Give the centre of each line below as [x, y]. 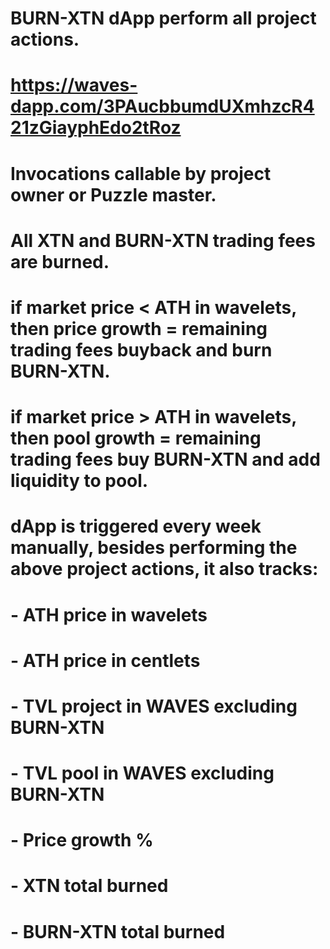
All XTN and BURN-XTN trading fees [163, 240]
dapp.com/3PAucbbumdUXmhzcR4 [162, 106]
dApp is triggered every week [136, 526]
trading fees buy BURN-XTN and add [165, 459]
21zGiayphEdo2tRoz [96, 128]
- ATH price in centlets [105, 660]
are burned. [60, 261]
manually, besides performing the [154, 548]
